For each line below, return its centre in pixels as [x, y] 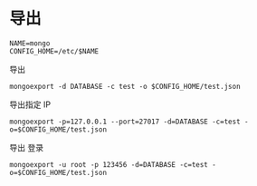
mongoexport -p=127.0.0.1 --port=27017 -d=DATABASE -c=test [125, 122]
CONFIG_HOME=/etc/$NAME [54, 51]
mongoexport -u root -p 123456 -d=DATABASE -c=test [109, 164]
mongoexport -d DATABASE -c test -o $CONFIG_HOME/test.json [125, 86]
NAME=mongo [30, 43]
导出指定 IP [30, 104]
